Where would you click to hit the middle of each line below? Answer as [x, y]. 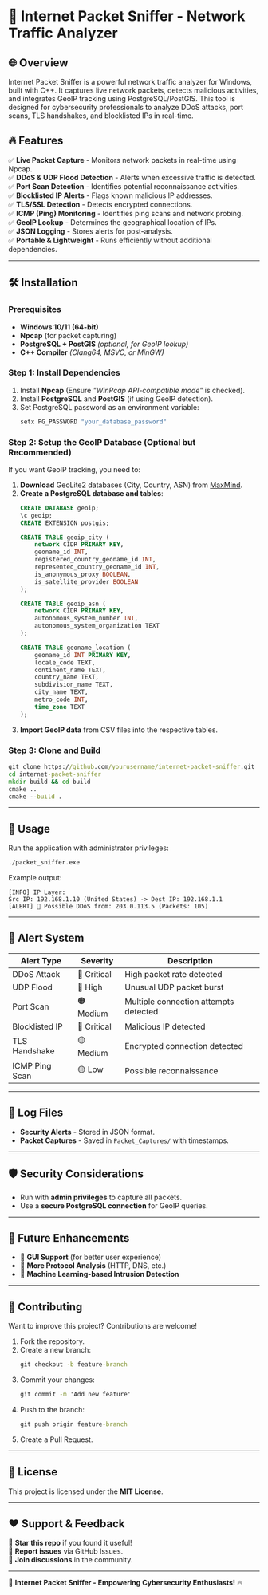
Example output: [35, 878]
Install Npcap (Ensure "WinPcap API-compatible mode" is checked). [132, 390]
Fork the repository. [52, 1341]
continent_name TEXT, [70, 670]
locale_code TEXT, [65, 662]
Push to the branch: [52, 1409]
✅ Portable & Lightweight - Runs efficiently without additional [110, 240]
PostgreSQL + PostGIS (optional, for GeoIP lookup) [104, 344]
